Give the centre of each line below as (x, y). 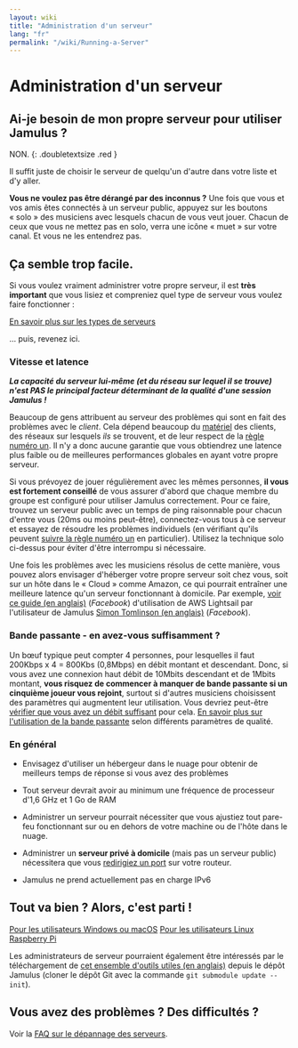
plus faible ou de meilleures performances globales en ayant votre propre (144, 455)
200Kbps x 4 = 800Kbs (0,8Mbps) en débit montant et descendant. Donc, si (149, 665)
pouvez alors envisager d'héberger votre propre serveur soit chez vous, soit (149, 575)
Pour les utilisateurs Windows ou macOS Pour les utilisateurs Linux (132, 929)
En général (33, 744)
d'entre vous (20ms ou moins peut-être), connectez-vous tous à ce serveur (148, 520)
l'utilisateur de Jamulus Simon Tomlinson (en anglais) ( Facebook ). (130, 613)
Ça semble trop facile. (71, 264)
